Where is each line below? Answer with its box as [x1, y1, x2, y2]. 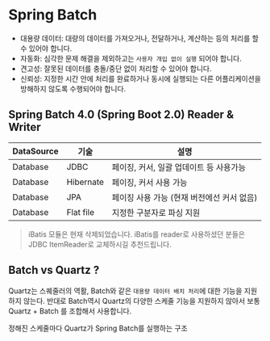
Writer [8, 120, 41, 134]
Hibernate [66, 176, 105, 187]
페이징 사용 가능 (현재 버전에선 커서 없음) [111, 192, 258, 203]
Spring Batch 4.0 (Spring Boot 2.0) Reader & [8, 107, 235, 122]
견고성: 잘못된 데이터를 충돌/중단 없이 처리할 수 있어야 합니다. [19, 63, 212, 74]
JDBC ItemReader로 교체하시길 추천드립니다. [27, 239, 172, 249]
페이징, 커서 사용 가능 [111, 176, 188, 187]
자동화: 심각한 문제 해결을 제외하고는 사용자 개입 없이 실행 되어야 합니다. [19, 53, 242, 63]
